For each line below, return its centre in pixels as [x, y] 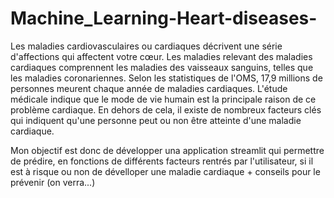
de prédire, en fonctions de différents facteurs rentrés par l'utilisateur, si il [162, 161]
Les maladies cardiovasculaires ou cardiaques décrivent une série [146, 46]
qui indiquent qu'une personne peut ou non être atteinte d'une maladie [156, 120]
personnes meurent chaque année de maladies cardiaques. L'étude [149, 88]
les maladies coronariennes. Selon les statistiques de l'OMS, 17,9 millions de [166, 78]
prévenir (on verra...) [53, 182]
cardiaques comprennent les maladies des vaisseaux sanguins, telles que [162, 67]
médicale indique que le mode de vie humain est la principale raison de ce [163, 99]
